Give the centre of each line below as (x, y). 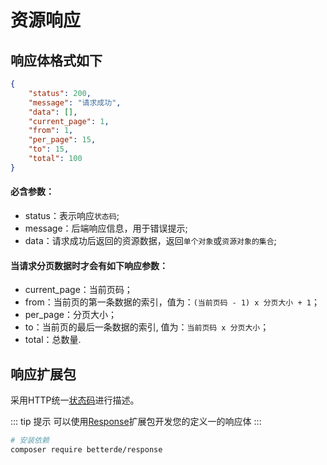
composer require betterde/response (86, 449)
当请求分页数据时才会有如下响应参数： (89, 265)
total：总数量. (53, 340)
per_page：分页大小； (70, 315)
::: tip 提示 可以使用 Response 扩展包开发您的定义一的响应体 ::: (136, 421)
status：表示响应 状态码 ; (72, 215)
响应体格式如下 (56, 60)
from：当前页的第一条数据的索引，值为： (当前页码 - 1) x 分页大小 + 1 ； (172, 302)
